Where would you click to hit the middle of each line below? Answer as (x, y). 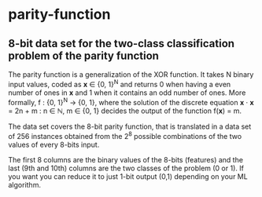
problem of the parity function (84, 55)
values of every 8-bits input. (54, 144)
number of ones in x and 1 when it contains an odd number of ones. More (127, 93)
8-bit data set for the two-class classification (121, 44)
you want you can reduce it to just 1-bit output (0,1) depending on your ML (128, 176)
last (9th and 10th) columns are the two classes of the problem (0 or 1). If (126, 168)
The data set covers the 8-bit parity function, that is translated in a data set (130, 126)
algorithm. (25, 184)
